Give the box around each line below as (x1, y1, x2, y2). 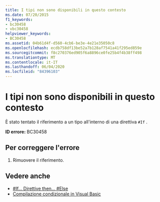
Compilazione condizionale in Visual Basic (12, 191, 101, 197)
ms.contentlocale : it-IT (5, 60, 58, 65)
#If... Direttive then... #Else (12, 185, 69, 191)
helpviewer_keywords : (5, 31, 51, 36)
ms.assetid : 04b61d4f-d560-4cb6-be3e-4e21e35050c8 (5, 41, 115, 46)
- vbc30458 (5, 27, 28, 32)
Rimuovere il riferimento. (12, 157, 65, 163)
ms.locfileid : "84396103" (5, 69, 60, 74)
